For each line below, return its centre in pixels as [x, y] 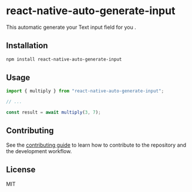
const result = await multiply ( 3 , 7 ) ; [53, 112]
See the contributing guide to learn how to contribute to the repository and [96, 145]
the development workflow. [39, 151]
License [21, 170]
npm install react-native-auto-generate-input [64, 59]
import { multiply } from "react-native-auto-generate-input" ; [85, 91]
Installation [27, 46]
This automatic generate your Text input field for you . [71, 27]
